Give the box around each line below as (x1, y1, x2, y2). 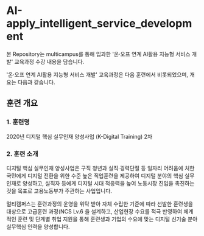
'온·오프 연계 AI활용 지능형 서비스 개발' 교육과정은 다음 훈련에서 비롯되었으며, (6, 71, 189, 78)
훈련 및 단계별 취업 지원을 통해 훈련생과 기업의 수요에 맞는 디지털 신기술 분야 (17, 215, 198, 223)
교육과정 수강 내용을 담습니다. (14, 58, 85, 65)
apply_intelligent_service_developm (6, 16, 192, 30)
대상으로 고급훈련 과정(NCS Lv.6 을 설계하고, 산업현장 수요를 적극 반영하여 (6, 207, 183, 215)
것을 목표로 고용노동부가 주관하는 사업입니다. (6, 187, 113, 195)
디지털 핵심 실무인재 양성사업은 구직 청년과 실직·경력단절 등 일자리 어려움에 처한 (6, 164, 195, 172)
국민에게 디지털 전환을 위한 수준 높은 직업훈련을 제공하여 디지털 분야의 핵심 (6, 172, 184, 179)
